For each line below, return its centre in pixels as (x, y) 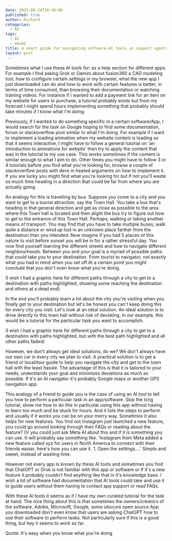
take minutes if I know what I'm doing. (45, 111)
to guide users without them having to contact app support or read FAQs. (82, 486)
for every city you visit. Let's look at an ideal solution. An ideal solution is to (85, 309)
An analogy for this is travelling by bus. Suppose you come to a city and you (85, 197)
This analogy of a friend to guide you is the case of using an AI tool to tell (82, 394)
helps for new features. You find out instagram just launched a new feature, (85, 421)
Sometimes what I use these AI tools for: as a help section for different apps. (86, 68)
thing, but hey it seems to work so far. (45, 523)
